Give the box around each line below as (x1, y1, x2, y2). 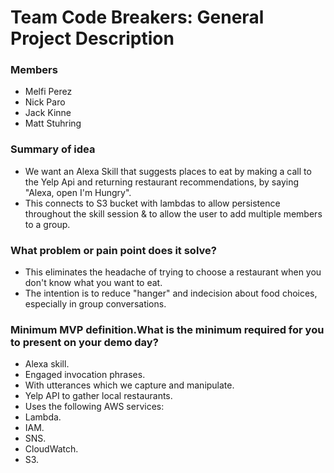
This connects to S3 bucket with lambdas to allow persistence (24, 197, 281, 209)
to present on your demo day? (10, 336, 159, 349)
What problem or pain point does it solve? (10, 243, 217, 257)
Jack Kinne (24, 107, 72, 119)
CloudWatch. (24, 443, 79, 455)
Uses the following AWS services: (24, 401, 165, 413)
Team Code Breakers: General (10, 6, 265, 29)
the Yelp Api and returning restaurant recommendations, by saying (24, 176, 300, 188)
